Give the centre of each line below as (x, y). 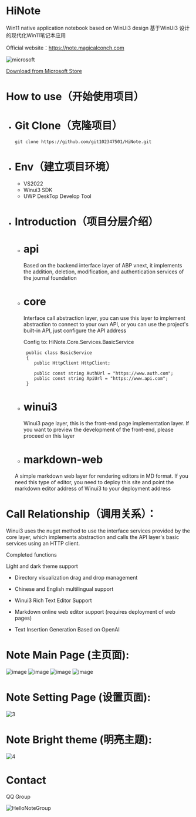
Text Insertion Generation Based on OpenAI (67, 629)
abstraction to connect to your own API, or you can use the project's (106, 325)
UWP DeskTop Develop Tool (58, 196)
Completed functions (31, 554)
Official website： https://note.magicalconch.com (65, 48)
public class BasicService (59, 353)
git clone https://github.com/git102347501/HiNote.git (83, 142)
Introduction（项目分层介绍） (87, 222)
